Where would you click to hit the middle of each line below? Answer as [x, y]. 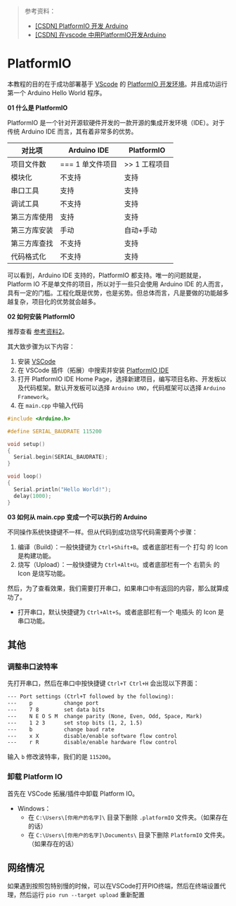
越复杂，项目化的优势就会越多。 [53, 301]
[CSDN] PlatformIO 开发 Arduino [81, 26]
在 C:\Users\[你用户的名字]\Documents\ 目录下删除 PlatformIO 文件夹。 [128, 835]
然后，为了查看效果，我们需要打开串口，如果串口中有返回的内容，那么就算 [115, 588]
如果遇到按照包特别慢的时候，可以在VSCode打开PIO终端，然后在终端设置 [113, 886]
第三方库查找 [32, 243]
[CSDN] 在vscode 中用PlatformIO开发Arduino [100, 35]
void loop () [25, 477]
